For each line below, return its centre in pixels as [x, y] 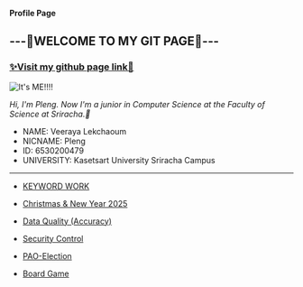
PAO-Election [47, 255]
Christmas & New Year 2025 [75, 203]
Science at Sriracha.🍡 [50, 114]
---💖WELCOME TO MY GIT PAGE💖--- [114, 41]
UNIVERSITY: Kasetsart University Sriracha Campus [119, 160]
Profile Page [33, 13]
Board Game [46, 273]
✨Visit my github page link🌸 [72, 67]
